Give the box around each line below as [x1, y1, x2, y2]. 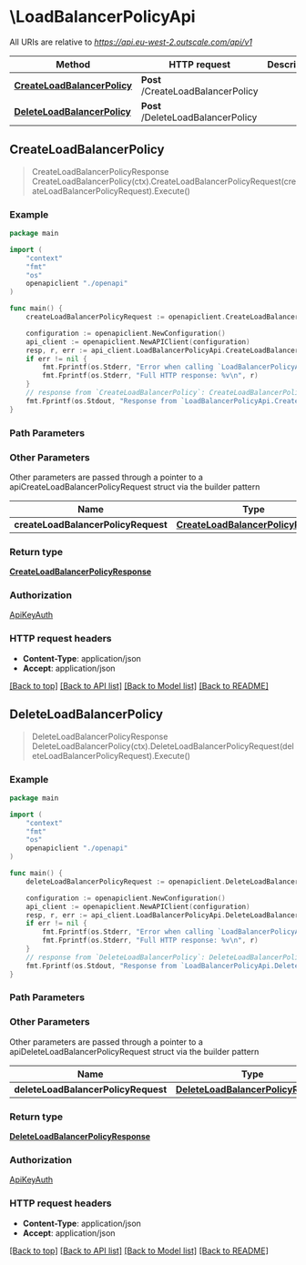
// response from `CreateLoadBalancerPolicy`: [25, 389, 206, 398]
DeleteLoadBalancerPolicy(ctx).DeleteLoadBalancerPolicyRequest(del [31, 740, 294, 752]
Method [56, 57, 91, 70]
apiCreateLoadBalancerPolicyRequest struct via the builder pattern [9, 481, 260, 492]
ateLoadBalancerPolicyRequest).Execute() [31, 185, 191, 197]
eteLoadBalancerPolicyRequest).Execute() [31, 750, 191, 761]
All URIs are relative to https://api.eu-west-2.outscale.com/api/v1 [9, 36, 253, 47]
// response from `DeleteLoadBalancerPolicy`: [25, 953, 206, 962]
